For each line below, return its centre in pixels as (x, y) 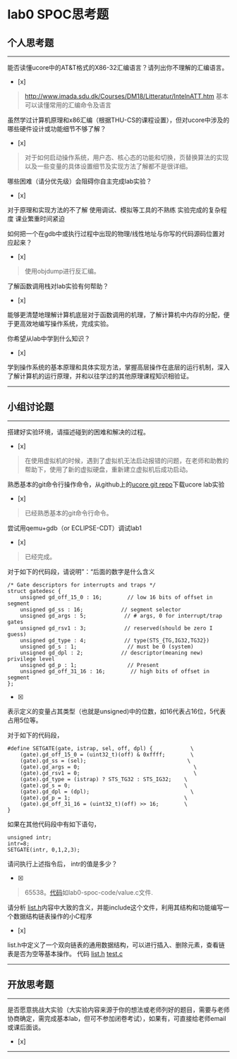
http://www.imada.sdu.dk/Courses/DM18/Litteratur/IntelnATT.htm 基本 (126, 96)
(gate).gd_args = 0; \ (109, 767)
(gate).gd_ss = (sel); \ (105, 761)
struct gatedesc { (34, 591)
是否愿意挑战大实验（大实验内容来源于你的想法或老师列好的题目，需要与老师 (119, 1010)
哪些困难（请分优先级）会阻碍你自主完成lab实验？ (80, 181)
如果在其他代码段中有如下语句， (54, 824)
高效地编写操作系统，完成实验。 (66, 324)
